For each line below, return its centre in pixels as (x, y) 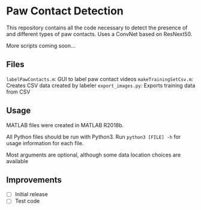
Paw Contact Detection (65, 11)
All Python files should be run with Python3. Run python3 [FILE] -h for (94, 137)
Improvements (34, 180)
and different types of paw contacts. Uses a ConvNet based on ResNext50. (99, 34)
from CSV (18, 92)
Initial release (31, 194)
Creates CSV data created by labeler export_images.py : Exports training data (101, 85)
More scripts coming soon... (41, 46)
